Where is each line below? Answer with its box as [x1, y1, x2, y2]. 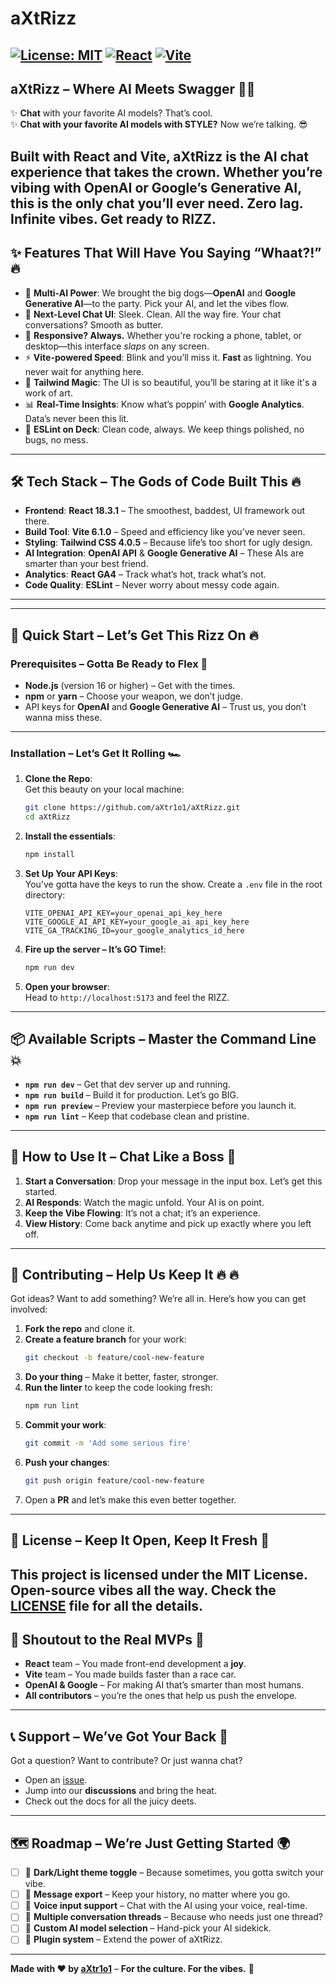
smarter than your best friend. [24, 558, 149, 570]
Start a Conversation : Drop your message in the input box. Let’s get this [24, 1175, 323, 1187]
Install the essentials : [24, 830, 116, 842]
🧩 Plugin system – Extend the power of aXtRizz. [24, 1933, 223, 1946]
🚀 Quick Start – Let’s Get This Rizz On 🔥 [10, 627, 259, 644]
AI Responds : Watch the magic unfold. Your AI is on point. [24, 1196, 265, 1208]
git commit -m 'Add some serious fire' [24, 1438, 192, 1449]
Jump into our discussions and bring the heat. [24, 1785, 217, 1797]
